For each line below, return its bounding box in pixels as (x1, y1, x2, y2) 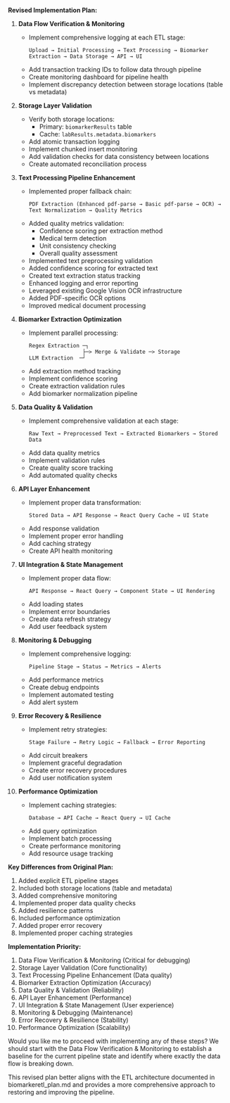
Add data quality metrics (28, 449, 101, 457)
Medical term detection (39, 234, 107, 242)
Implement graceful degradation (28, 759, 122, 767)
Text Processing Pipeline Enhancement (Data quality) (18, 971, 173, 979)
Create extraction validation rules (28, 382, 125, 390)
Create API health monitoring (28, 547, 113, 555)
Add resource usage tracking (28, 849, 113, 857)
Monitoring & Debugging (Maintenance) (18, 1009, 133, 1016)
